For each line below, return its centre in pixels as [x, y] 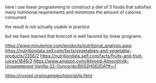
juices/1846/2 [19, 61]
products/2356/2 [22, 56]
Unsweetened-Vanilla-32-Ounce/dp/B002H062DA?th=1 [61, 66]
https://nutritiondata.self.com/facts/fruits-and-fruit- [92, 56]
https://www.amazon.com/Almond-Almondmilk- [81, 61]
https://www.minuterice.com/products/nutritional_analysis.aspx [69, 45]
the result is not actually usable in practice [47, 27]
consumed [16, 17]
